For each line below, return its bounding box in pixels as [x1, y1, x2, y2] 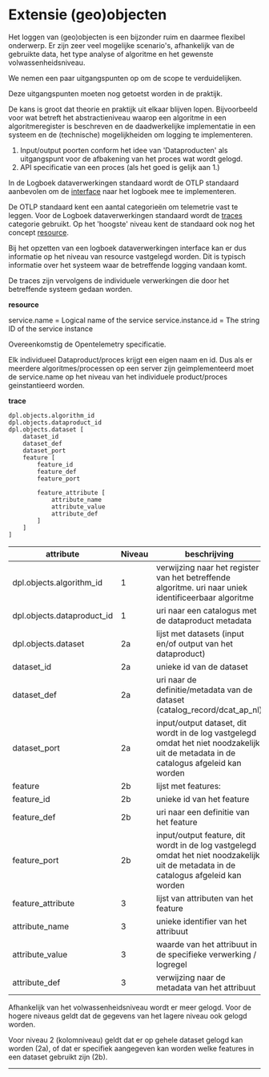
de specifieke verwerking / [155, 949, 257, 960]
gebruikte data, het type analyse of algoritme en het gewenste [8, 49, 214, 59]
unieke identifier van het [155, 916, 247, 927]
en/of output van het [155, 638, 234, 649]
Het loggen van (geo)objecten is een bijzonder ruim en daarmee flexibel [8, 32, 246, 42]
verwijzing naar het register [155, 561, 259, 573]
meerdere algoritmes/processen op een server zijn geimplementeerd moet [8, 363, 255, 373]
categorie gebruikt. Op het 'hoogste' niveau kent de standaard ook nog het [8, 219, 255, 229]
